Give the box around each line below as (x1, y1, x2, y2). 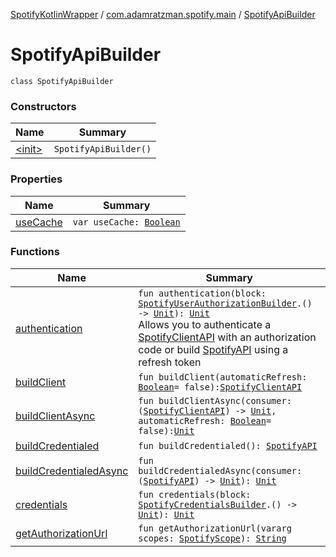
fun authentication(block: (138, 287, 267, 299)
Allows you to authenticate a (138, 317, 272, 331)
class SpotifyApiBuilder (10, 76, 114, 86)
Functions (10, 245, 60, 259)
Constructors (10, 99, 77, 113)
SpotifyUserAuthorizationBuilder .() (138, 297, 313, 309)
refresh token (138, 355, 202, 369)
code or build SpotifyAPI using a (138, 342, 289, 356)
